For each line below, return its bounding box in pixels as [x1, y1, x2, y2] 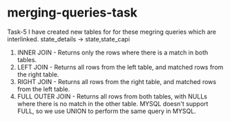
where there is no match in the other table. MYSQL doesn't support [17, 99, 209, 108]
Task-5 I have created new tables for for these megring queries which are [7, 28, 216, 36]
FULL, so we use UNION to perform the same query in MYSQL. [17, 107, 197, 115]
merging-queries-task [7, 5, 138, 21]
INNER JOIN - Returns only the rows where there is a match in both [17, 48, 209, 57]
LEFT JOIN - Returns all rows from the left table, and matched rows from [17, 63, 224, 71]
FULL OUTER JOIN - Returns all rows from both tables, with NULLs [17, 92, 207, 101]
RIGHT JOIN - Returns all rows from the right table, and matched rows [17, 77, 216, 85]
